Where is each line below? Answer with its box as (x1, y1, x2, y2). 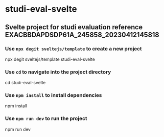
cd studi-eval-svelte (5, 80, 46, 86)
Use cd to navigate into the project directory (5, 68, 111, 75)
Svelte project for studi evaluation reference (5, 23, 143, 31)
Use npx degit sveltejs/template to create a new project (5, 45, 142, 52)
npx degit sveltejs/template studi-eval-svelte (5, 56, 95, 62)
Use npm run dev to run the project (5, 115, 87, 122)
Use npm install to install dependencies (5, 92, 102, 99)
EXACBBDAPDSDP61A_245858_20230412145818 (5, 30, 160, 39)
